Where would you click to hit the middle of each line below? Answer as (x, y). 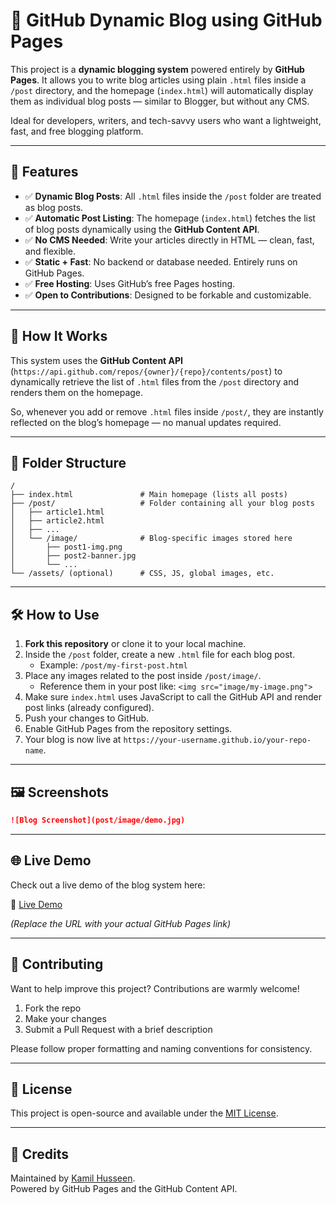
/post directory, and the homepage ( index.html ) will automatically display (162, 90)
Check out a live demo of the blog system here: (108, 885)
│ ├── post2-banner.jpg (73, 556)
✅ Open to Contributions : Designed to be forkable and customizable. (168, 295)
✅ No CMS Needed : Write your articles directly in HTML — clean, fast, (169, 240)
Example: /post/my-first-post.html (113, 665)
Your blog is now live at (73, 740)
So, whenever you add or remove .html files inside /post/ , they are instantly (167, 411)
